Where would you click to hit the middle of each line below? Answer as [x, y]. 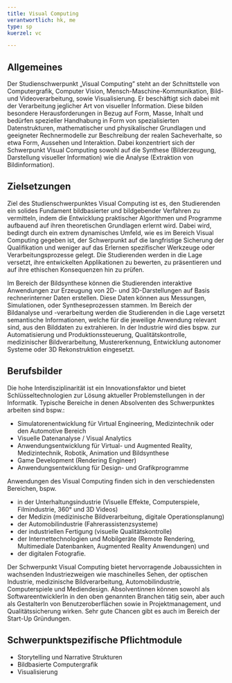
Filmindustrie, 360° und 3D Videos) [68, 509]
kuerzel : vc [24, 33]
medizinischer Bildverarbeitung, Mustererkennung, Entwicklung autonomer [114, 342]
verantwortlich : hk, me [42, 20]
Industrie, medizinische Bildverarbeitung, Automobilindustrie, [94, 581]
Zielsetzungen [39, 187]
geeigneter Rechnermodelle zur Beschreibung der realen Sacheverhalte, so [115, 135]
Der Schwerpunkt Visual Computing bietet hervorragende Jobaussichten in [114, 567]
